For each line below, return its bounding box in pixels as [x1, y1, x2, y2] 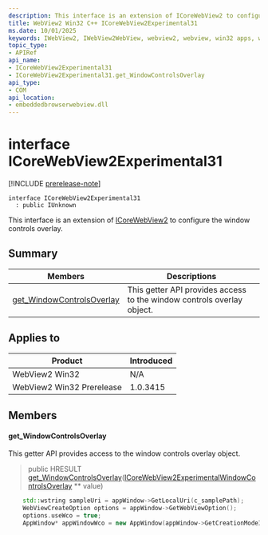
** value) [73, 481, 104, 491]
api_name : [8, 57, 41, 65]
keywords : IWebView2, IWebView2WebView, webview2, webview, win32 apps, [8, 34, 255, 42]
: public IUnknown [15, 202, 77, 210]
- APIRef [8, 49, 37, 57]
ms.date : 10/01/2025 [8, 26, 77, 34]
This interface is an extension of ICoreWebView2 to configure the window [8, 215, 250, 225]
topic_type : [8, 42, 48, 50]
